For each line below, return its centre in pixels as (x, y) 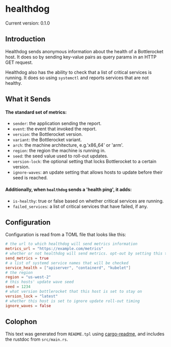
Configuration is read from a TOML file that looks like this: (66, 235)
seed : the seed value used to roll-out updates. (60, 156)
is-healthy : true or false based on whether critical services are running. (88, 201)
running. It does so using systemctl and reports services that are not (77, 78)
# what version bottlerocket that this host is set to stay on (74, 292)
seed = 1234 (18, 287)
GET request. (19, 62)
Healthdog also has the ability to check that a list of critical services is (78, 72)
